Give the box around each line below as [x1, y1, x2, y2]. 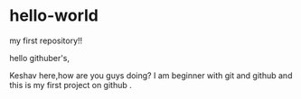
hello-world [9, 5, 99, 26]
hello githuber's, [9, 52, 71, 63]
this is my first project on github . [9, 79, 133, 90]
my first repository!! [9, 35, 83, 46]
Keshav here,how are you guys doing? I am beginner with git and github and [9, 69, 293, 81]
